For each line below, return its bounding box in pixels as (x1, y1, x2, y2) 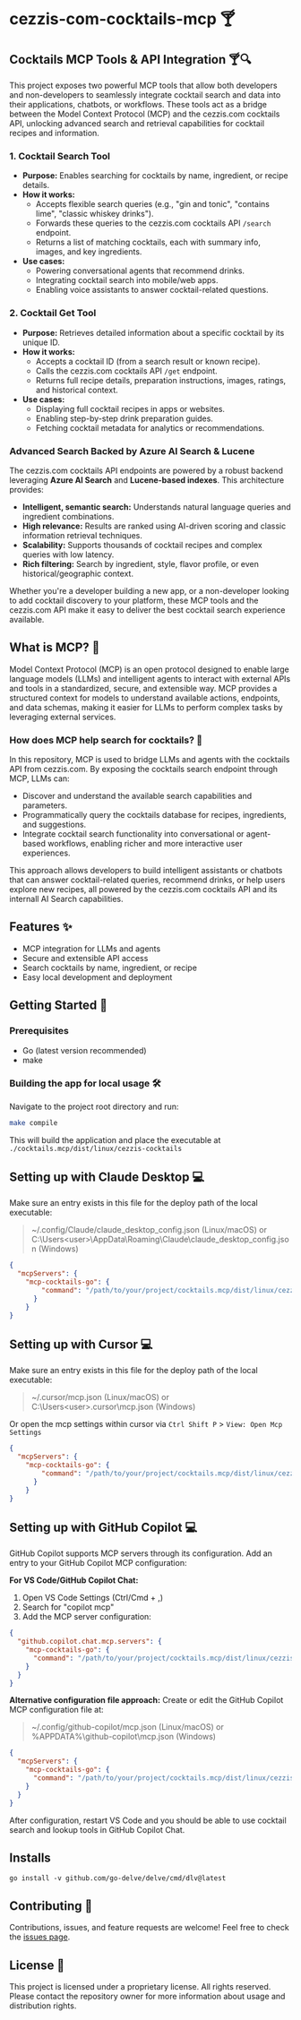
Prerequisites (9, 1025, 69, 1037)
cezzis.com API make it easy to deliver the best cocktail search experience (9, 604, 286, 615)
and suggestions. (21, 819, 87, 829)
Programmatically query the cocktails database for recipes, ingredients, (21, 810, 287, 820)
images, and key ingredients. (35, 246, 142, 257)
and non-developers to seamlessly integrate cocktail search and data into (9, 90, 281, 100)
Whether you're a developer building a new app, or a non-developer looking (9, 585, 289, 596)
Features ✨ (9, 919, 73, 934)
